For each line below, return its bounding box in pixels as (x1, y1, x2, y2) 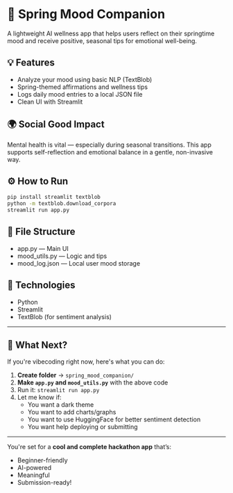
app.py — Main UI (17, 244, 69, 252)
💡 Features (7, 57, 55, 69)
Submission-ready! (17, 478, 72, 487)
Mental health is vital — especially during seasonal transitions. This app (7, 140, 212, 149)
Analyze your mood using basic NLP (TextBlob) (17, 75, 153, 83)
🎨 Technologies (7, 280, 76, 291)
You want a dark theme (27, 401, 94, 409)
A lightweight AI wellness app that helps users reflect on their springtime (7, 29, 215, 38)
